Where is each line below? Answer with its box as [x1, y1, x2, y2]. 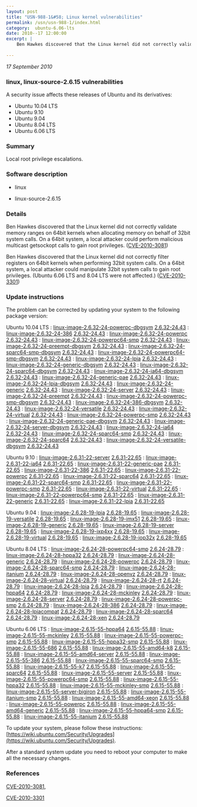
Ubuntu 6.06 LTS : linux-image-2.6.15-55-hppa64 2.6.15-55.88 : [6, 626, 159, 633]
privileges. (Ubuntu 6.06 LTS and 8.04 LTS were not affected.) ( [6, 272, 159, 279]
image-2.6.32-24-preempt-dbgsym [6, 342, 92, 350]
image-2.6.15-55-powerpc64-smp [6, 676, 89, 683]
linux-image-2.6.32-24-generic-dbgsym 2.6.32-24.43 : [6, 361, 139, 368]
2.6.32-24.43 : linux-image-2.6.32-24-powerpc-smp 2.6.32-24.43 [31, 411, 191, 418]
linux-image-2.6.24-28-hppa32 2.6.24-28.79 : [6, 552, 117, 559]
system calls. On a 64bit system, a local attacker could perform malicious [6, 235, 184, 242]
